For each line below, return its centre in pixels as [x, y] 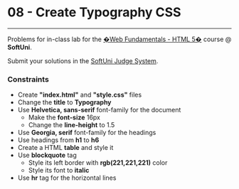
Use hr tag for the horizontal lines [67, 178]
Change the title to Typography [64, 102]
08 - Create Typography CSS [94, 12]
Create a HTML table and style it [65, 148]
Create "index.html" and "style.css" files [80, 95]
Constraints [28, 79]
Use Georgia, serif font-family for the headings [87, 133]
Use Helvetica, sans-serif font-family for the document [99, 110]
